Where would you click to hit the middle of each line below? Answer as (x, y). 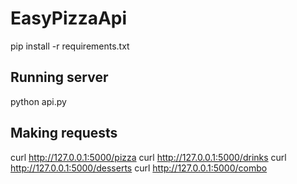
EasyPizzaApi (69, 18)
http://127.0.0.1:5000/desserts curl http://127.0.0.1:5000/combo (139, 168)
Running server (59, 77)
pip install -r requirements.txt (70, 46)
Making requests (64, 133)
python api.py (38, 101)
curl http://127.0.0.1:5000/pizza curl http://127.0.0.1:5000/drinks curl (148, 157)
